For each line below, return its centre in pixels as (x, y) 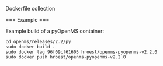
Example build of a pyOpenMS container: (55, 31)
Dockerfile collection (30, 8)
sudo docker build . (31, 47)
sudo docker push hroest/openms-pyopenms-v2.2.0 (66, 57)
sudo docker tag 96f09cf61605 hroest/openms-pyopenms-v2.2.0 (81, 52)
